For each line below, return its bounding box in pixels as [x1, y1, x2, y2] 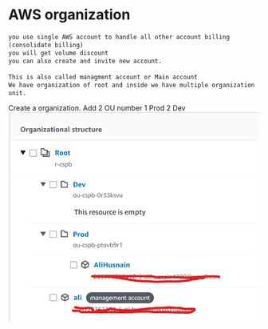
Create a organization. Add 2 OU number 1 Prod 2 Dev [8, 102, 186, 113]
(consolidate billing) [8, 41, 84, 49]
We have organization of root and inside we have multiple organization [8, 81, 255, 89]
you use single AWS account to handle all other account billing [8, 33, 230, 41]
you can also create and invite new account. [8, 57, 162, 65]
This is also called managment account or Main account [8, 73, 198, 81]
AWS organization [8, 6, 131, 24]
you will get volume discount [8, 49, 109, 57]
